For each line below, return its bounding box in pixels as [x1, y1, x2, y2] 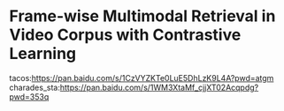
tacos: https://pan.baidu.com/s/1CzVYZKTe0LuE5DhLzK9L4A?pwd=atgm [9, 72, 274, 83]
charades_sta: [9, 82, 60, 92]
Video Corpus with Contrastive [9, 25, 242, 45]
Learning [9, 44, 77, 63]
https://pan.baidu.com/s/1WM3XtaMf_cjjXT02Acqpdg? [59, 82, 259, 92]
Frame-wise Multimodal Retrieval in [9, 6, 276, 26]
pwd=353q [9, 91, 50, 102]
